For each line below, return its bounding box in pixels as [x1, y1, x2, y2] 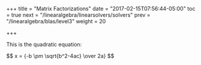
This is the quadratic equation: [6, 41, 82, 48]
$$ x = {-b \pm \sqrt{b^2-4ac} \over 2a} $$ [6, 52, 115, 59]
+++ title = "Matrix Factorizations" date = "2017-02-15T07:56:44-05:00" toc [6, 5, 196, 12]
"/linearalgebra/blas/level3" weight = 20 [6, 18, 106, 24]
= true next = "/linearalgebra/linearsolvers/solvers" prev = [6, 11, 151, 18]
